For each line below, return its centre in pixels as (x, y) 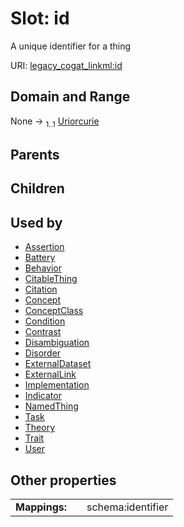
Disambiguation (57, 343)
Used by (36, 222)
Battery (40, 258)
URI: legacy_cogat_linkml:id (66, 65)
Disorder (43, 353)
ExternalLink (50, 374)
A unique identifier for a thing (71, 46)
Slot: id (40, 18)
